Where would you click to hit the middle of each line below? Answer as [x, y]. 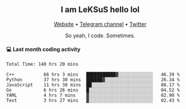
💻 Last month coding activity [43, 49]
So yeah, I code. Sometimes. [100, 36]
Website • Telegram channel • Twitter [100, 24]
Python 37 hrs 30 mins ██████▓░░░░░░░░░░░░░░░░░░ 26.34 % [93, 80]
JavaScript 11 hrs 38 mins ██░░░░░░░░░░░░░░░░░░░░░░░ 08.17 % [93, 85]
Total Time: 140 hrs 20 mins [42, 65]
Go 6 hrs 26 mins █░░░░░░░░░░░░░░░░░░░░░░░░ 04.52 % [93, 90]
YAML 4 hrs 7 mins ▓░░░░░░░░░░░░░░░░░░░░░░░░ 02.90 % [93, 95]
